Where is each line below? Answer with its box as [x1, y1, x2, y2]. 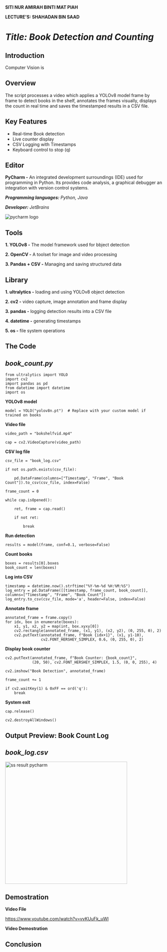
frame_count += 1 [5, 677, 41, 682]
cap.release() [5, 709, 35, 714]
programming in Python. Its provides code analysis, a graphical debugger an [5, 179, 163, 185]
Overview [5, 79, 36, 87]
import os [5, 390, 26, 395]
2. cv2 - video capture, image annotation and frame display [5, 298, 127, 304]
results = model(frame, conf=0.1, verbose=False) [5, 542, 111, 547]
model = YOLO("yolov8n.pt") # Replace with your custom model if [5, 408, 146, 413]
